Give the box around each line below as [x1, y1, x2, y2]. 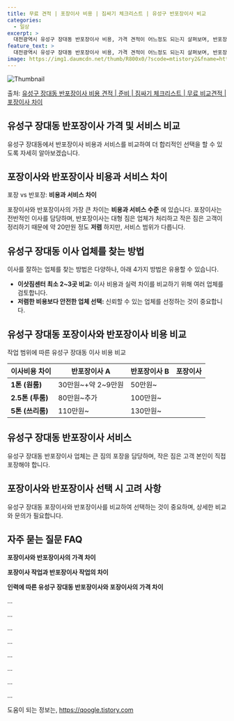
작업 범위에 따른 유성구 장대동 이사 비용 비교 [7, 348, 127, 356]
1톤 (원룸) [10, 380, 42, 389]
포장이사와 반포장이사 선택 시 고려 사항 [7, 483, 162, 495]
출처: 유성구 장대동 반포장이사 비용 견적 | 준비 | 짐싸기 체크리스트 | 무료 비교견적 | [7, 88, 226, 98]
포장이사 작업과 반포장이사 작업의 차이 [7, 568, 109, 577]
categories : [7, 17, 42, 24]
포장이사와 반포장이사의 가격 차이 [7, 553, 96, 561]
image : [7, 56, 26, 63]
